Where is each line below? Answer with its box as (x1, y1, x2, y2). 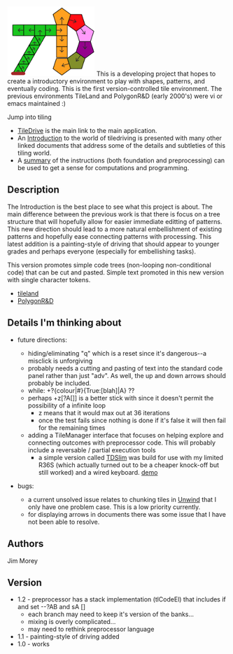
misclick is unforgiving (27, 356, 93, 365)
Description (7, 184, 59, 196)
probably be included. (27, 379, 92, 387)
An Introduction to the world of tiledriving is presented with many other (17, 134, 223, 142)
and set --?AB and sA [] (17, 603, 86, 611)
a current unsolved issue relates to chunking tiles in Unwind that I (27, 495, 217, 503)
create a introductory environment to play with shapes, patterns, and (7, 77, 205, 85)
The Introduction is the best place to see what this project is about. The (7, 202, 213, 211)
